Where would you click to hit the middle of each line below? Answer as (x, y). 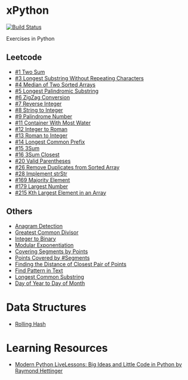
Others (19, 212)
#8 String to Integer (39, 110)
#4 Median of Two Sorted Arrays (55, 84)
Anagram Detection (39, 226)
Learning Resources (57, 348)
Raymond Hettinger (39, 371)
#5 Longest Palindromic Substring (57, 91)
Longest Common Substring (50, 276)
